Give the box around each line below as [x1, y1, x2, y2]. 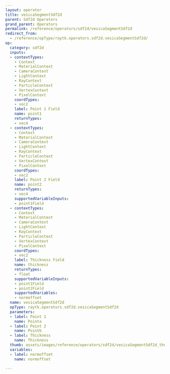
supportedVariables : [14, 290, 58, 296]
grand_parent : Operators [5, 21, 58, 27]
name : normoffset [14, 356, 51, 362]
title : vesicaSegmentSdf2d [5, 12, 62, 17]
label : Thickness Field [14, 257, 65, 263]
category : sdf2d [10, 45, 44, 50]
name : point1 [14, 111, 42, 117]
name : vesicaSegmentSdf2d [10, 300, 65, 305]
